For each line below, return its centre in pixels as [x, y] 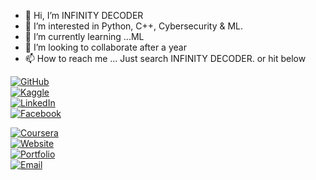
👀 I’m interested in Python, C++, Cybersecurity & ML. [134, 26]
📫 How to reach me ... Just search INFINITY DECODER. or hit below [165, 58]
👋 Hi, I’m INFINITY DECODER [84, 15]
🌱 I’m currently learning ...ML [84, 36]
